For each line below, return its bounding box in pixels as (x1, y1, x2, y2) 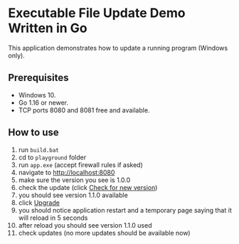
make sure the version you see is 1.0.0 (18, 176, 131, 184)
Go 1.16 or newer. (18, 98, 68, 107)
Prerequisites (8, 72, 69, 84)
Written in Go (8, 20, 87, 36)
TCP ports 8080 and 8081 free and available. (18, 105, 150, 115)
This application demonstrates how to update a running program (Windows (8, 43, 228, 52)
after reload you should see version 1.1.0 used (18, 221, 152, 229)
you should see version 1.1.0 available (18, 191, 129, 199)
